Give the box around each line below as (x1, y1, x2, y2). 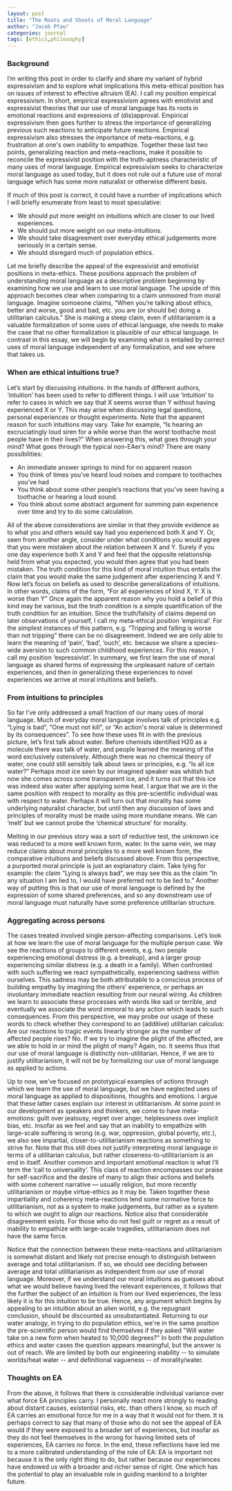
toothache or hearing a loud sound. (17, 493, 118, 501)
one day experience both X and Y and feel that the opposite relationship (7, 550, 212, 558)
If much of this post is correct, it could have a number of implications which (7, 191, 222, 200)
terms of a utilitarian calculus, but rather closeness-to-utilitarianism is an (7, 1151, 214, 1159)
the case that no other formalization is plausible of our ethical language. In (7, 328, 219, 337)
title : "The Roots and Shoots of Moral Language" (7, 17, 153, 24)
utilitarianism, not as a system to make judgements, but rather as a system (7, 1203, 219, 1211)
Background (7, 59, 50, 69)
